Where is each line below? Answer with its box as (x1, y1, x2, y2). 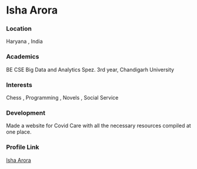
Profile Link (6, 143, 39, 151)
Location (6, 25, 32, 33)
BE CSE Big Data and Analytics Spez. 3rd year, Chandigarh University (6, 66, 175, 73)
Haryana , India (6, 38, 43, 45)
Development (6, 109, 46, 117)
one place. (6, 128, 32, 135)
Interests (6, 81, 32, 89)
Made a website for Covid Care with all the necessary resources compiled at (6, 122, 191, 130)
